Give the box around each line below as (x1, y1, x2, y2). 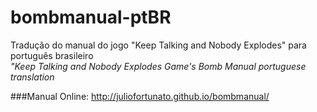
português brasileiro (10, 49, 94, 61)
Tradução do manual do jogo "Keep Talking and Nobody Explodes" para (10, 39, 307, 51)
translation (10, 71, 55, 83)
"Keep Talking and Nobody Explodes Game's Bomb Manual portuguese (10, 60, 307, 72)
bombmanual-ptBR (10, 6, 172, 29)
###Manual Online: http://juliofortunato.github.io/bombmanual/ (10, 90, 270, 102)
